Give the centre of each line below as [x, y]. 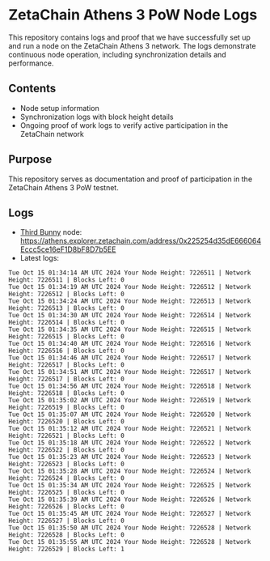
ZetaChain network [52, 134]
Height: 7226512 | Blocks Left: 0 [67, 294]
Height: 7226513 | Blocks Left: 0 [67, 308]
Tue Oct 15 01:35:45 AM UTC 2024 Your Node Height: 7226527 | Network [130, 514]
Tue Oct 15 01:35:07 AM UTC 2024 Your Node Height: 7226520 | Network [130, 414]
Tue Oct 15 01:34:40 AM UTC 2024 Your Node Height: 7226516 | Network [130, 344]
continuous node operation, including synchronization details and [117, 54]
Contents [32, 89]
